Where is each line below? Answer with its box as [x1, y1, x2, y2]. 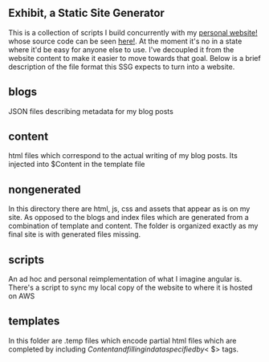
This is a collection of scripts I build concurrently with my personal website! [8, 27, 259, 37]
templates [8, 315, 60, 328]
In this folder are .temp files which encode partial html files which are [8, 336, 237, 345]
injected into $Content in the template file [8, 160, 145, 169]
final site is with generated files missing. [8, 230, 141, 239]
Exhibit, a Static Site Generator [8, 6, 165, 20]
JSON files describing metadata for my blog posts [8, 106, 174, 116]
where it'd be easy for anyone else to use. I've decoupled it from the [8, 44, 234, 55]
